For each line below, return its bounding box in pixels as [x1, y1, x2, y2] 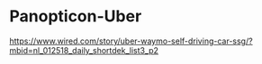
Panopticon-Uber [9, 6, 142, 27]
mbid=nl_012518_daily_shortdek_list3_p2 [9, 44, 159, 55]
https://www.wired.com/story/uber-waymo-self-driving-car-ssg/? [9, 36, 254, 46]
